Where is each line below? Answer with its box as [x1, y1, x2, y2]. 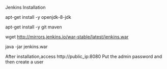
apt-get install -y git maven [5, 24, 62, 30]
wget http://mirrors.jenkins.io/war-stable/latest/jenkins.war [5, 34, 129, 40]
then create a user [5, 59, 44, 65]
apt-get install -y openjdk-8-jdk [5, 14, 71, 20]
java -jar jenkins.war [5, 44, 48, 50]
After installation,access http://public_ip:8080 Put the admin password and [5, 53, 162, 59]
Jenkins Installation [5, 5, 46, 10]
